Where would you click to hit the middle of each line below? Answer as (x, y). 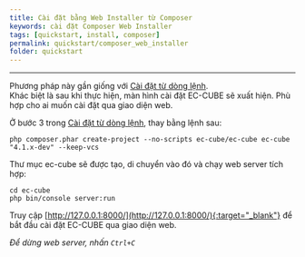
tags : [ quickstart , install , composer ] (85, 35)
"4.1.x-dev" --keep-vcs (54, 148)
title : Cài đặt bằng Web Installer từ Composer (101, 18)
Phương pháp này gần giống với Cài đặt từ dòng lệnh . (109, 86)
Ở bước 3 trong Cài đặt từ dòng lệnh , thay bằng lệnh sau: (116, 123)
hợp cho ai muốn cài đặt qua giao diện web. (91, 105)
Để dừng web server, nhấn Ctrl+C (73, 242)
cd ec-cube (30, 191)
